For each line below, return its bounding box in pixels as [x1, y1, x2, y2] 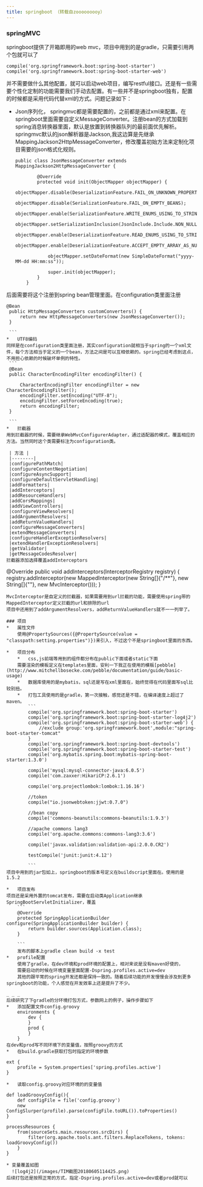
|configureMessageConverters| [8, 524, 85, 530]
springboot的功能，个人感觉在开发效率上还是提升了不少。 [6, 980, 133, 986]
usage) [6, 673, 23, 679]
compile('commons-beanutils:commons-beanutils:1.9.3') [28, 815, 170, 821]
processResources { [6, 1123, 56, 1130]
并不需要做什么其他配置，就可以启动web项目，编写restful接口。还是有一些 [6, 79, 192, 87]
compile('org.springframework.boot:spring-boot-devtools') [28, 740, 181, 747]
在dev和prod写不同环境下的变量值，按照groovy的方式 [6, 1042, 123, 1048]
